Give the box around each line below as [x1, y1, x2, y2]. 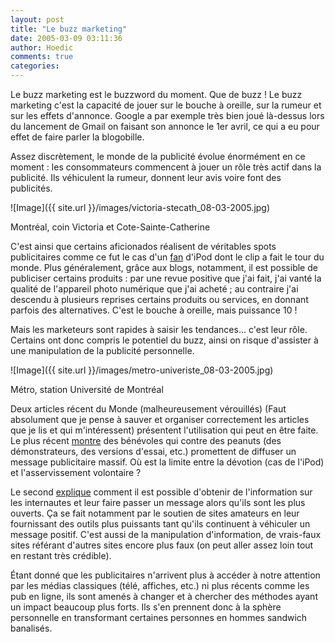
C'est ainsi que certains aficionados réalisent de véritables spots [10, 241, 277, 252]
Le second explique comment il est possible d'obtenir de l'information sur [10, 486, 313, 498]
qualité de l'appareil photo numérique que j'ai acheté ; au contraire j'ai [10, 283, 299, 295]
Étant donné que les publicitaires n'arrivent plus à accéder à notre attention [10, 569, 321, 581]
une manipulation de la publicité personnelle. [10, 345, 195, 356]
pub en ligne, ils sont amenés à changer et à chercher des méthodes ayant [10, 591, 318, 602]
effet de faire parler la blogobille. [10, 131, 145, 143]
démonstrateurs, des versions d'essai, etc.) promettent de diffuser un [10, 446, 297, 457]
